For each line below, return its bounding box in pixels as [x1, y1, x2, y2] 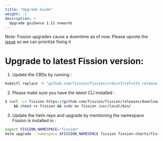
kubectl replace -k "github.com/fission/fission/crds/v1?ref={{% [5, 81, 140, 86]
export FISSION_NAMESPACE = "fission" [5, 127, 79, 132]
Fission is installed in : [12, 117, 56, 123]
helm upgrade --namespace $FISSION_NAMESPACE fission [5, 131, 116, 136]
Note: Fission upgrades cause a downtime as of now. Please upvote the [5, 34, 148, 40]
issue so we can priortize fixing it [5, 39, 71, 45]
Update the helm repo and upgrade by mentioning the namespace [12, 112, 145, 118]
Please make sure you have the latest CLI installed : [12, 90, 115, 96]
